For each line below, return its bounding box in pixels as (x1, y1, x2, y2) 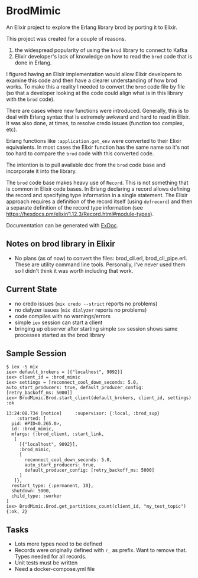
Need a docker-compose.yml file (14, 566, 95, 573)
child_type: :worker (11, 493, 62, 499)
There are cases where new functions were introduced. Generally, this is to (6, 107, 189, 114)
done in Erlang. (14, 59, 52, 66)
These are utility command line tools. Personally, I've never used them (14, 261, 186, 268)
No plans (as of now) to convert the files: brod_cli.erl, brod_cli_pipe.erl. (14, 254, 187, 262)
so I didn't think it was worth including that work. (14, 267, 134, 274)
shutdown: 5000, (11, 488, 51, 494)
